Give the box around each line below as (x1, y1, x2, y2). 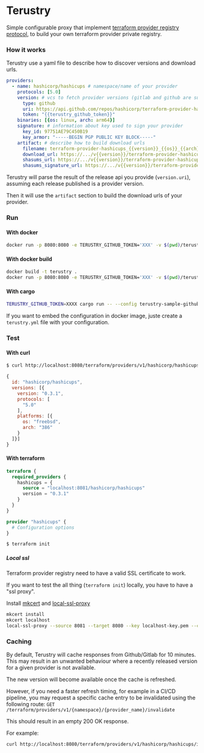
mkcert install (6, 612, 45, 618)
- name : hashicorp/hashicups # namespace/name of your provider (12, 83, 178, 90)
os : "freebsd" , (22, 419, 61, 425)
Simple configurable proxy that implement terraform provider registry (6, 24, 179, 31)
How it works (6, 45, 46, 54)
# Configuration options (12, 525, 75, 531)
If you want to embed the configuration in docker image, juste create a (6, 312, 183, 320)
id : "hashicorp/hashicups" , (12, 379, 83, 386)
